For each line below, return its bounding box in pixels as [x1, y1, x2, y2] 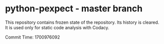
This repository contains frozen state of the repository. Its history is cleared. [5, 19, 159, 25]
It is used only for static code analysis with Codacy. [5, 24, 109, 30]
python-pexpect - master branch [5, 3, 143, 14]
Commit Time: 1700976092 [5, 34, 60, 40]
